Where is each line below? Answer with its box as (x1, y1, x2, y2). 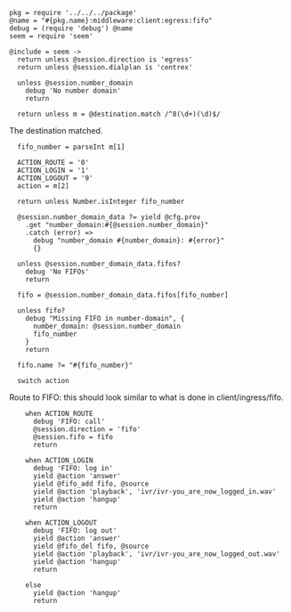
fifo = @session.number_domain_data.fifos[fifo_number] (17, 290, 229, 299)
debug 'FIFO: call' (32, 417, 105, 426)
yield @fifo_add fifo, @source (32, 479, 150, 488)
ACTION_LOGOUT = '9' (17, 174, 93, 183)
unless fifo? (17, 306, 66, 315)
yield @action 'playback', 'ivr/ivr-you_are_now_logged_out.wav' (32, 550, 280, 559)
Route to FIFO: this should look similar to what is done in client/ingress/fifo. (9, 392, 284, 403)
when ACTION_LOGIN (25, 456, 93, 465)
